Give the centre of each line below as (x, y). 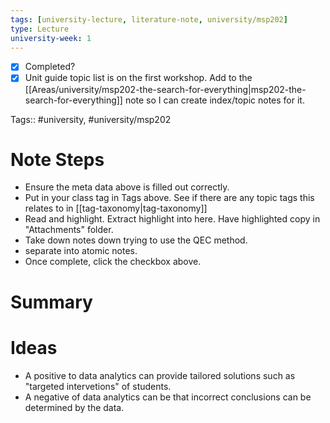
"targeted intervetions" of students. (98, 386)
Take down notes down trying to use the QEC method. (136, 240)
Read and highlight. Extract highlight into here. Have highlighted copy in (172, 219)
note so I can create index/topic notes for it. (214, 100)
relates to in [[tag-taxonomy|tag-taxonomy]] (116, 208)
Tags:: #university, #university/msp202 (91, 119)
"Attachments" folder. (69, 230)
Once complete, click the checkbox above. (113, 262)
